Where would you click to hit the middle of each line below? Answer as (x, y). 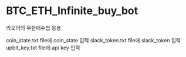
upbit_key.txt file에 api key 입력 (43, 48)
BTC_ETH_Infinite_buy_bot (72, 11)
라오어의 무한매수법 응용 (34, 28)
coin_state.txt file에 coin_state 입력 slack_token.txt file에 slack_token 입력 (93, 40)
